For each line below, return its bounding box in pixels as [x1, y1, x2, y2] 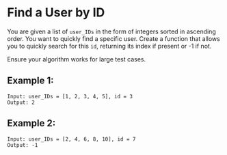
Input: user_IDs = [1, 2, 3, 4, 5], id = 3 [7, 93, 133, 100]
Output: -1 [7, 141, 38, 148]
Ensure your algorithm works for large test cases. [7, 55, 146, 63]
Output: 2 [7, 99, 36, 106]
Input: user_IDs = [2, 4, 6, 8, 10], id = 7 [7, 135, 136, 143]
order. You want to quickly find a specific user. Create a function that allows [7, 34, 220, 42]
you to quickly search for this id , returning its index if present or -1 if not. [7, 42, 212, 50]
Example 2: [7, 117, 56, 129]
